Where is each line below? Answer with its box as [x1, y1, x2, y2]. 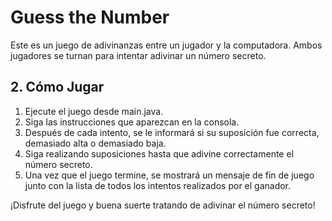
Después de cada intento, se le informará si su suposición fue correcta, [24, 126, 320, 138]
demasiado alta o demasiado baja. [24, 137, 167, 149]
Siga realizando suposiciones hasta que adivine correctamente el [24, 147, 295, 160]
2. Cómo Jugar [10, 79, 105, 96]
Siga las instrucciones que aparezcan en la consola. [24, 116, 240, 128]
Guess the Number [10, 6, 170, 29]
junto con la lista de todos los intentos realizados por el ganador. [24, 179, 292, 191]
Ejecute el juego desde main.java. [24, 105, 164, 117]
